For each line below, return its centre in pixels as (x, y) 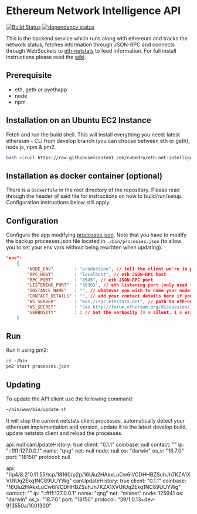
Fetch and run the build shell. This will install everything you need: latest (93, 134)
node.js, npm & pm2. (31, 147)
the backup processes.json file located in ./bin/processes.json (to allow (94, 241)
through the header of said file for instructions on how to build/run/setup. (94, 196)
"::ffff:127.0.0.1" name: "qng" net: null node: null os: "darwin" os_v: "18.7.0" (95, 450)
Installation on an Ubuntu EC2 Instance (79, 120)
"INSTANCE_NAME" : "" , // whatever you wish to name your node (109, 291)
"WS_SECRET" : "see (59, 307)
